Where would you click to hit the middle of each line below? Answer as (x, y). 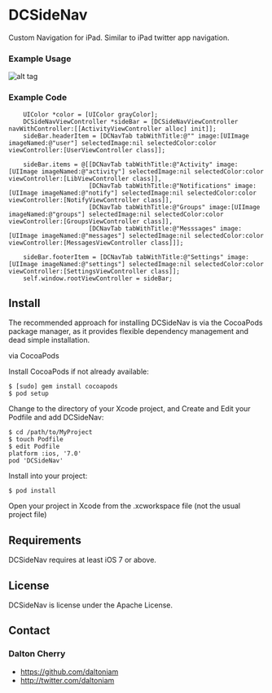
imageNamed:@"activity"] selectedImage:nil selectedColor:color (153, 171)
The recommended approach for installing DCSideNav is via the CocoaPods (136, 322)
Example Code (38, 98)
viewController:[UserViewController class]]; (87, 150)
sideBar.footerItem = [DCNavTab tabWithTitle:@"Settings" (123, 257)
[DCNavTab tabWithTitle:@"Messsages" (153, 228)
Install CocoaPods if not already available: (79, 371)
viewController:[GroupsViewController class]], (91, 221)
